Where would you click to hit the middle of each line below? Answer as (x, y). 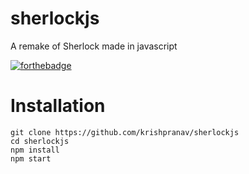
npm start (31, 158)
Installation (58, 106)
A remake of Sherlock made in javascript (94, 46)
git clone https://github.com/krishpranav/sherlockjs (125, 132)
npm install (35, 150)
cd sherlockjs (40, 141)
